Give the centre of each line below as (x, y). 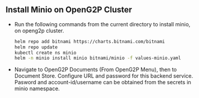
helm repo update (36, 47)
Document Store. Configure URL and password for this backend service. (103, 76)
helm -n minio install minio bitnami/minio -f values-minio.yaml (97, 58)
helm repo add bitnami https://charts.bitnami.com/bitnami (90, 41)
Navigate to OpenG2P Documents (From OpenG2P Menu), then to (96, 70)
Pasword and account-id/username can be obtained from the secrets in (102, 82)
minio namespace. (37, 88)
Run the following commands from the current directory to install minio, (102, 24)
